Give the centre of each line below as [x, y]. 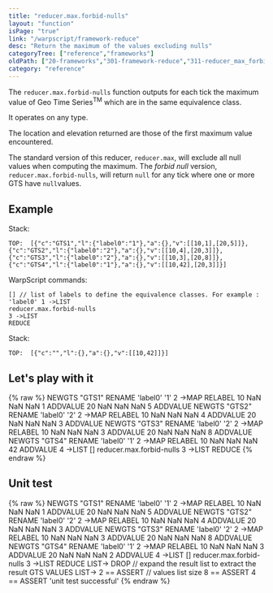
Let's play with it [51, 378]
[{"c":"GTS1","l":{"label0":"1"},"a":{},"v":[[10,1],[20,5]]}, [139, 244]
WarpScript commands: [48, 280]
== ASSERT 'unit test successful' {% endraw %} [89, 581]
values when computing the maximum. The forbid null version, [113, 167]
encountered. [31, 142]
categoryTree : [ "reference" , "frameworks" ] [81, 54]
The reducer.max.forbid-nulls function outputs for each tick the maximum [134, 92]
